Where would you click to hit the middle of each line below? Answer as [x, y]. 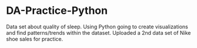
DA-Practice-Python [57, 11]
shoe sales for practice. [35, 39]
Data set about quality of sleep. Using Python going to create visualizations [97, 27]
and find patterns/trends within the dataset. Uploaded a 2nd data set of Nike [98, 32]
